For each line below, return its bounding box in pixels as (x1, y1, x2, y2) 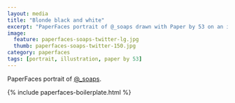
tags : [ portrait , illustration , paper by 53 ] (7, 56, 142, 63)
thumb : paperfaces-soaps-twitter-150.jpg (13, 42, 136, 49)
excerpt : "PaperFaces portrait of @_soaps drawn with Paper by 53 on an (7, 23, 224, 30)
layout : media (7, 10, 49, 17)
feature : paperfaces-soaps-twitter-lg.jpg (13, 36, 139, 43)
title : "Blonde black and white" (7, 17, 105, 24)
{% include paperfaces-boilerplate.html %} (7, 88, 131, 96)
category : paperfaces (7, 49, 71, 56)
